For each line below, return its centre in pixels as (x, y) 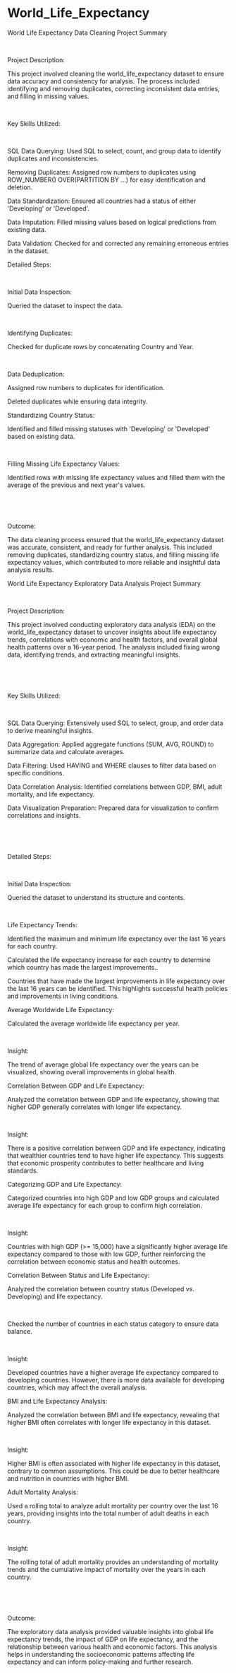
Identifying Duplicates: (40, 333)
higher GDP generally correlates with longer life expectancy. (94, 1107)
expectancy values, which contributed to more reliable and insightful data (114, 562)
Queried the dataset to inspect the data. (65, 305)
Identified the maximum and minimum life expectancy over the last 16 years (117, 939)
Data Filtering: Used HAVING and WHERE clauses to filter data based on (112, 765)
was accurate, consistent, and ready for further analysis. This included (110, 547)
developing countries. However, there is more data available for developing (116, 1380)
